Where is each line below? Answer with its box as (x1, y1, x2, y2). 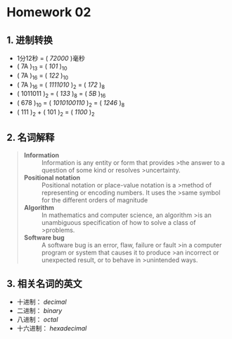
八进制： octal (16, 315, 58, 324)
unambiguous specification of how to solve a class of (41, 218, 196, 226)
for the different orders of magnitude (41, 195, 148, 204)
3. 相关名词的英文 (6, 278, 82, 290)
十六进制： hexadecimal (16, 324, 87, 333)
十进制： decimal (16, 297, 67, 307)
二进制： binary (16, 307, 63, 315)
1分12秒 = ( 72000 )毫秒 (16, 54, 85, 62)
